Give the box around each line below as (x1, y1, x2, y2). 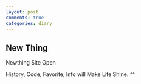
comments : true (5, 15, 44, 21)
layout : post (5, 9, 39, 15)
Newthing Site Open (5, 59, 56, 66)
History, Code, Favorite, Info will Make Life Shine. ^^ (5, 71, 136, 78)
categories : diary (5, 20, 52, 26)
